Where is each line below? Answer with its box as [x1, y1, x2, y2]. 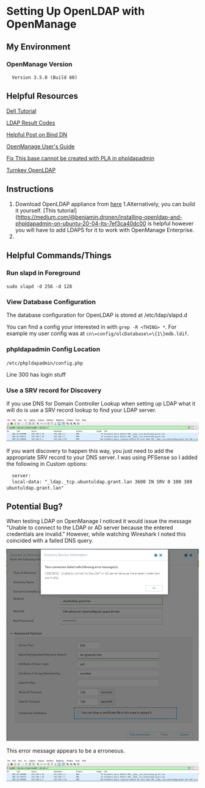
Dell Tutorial [6, 107, 37, 114]
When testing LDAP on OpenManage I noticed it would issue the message [6, 518, 192, 525]
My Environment [6, 42, 71, 52]
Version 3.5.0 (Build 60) [12, 74, 78, 81]
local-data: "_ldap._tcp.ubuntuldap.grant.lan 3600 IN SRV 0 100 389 [12, 479, 192, 485]
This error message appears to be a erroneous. [6, 746, 125, 754]
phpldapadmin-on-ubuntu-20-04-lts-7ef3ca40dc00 [15, 220, 146, 227]
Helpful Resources [6, 91, 78, 101]
